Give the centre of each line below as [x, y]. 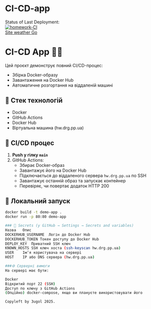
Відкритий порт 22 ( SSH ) [30, 284]
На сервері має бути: [27, 271]
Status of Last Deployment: [32, 22]
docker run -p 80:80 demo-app [36, 217]
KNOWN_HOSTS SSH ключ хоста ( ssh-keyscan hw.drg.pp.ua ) [63, 248]
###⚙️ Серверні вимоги [28, 266]
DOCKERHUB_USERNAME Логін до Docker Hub [48, 235]
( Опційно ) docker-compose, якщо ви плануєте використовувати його [74, 293]
